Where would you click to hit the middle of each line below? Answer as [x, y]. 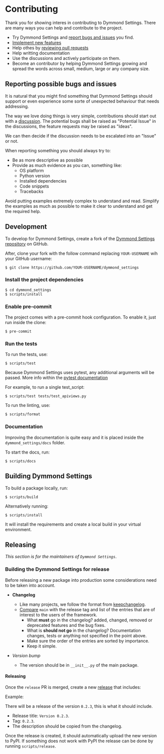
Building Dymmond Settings [49, 476]
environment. [18, 529]
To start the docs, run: [27, 452]
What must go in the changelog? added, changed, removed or [90, 620]
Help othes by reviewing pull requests [50, 48]
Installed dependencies [43, 181]
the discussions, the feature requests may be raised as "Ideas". [69, 126]
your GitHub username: [29, 258]
